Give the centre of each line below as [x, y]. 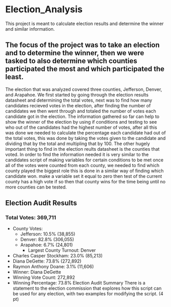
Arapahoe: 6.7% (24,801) [46, 245]
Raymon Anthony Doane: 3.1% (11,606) [53, 267]
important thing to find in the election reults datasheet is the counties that [82, 149]
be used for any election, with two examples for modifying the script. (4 [88, 294]
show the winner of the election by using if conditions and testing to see [81, 122]
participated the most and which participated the [85, 69]
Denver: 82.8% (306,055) [47, 240]
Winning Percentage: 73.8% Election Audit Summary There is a [79, 283]
